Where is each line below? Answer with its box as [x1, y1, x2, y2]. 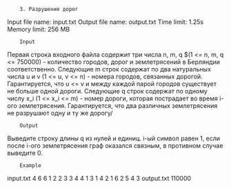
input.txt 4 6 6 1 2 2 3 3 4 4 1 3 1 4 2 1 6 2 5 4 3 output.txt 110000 [7, 175, 192, 182]
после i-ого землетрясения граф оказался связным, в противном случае [7, 142, 223, 150]
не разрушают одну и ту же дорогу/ [7, 109, 113, 117]
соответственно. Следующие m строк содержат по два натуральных [7, 65, 212, 73]
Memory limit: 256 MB [7, 25, 70, 33]
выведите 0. [7, 149, 43, 157]
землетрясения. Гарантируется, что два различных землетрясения [18, 102, 218, 109]
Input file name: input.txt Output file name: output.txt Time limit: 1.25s [7, 18, 204, 26]
